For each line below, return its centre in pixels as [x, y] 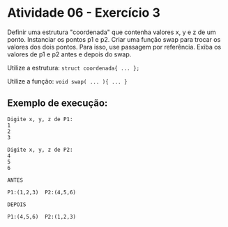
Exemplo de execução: [58, 103]
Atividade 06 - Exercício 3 [84, 13]
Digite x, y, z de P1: [40, 119]
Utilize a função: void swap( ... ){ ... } [67, 81]
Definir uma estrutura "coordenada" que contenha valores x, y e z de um [112, 32]
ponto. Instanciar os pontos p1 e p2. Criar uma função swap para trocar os [114, 39]
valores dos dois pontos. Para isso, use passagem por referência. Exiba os [114, 47]
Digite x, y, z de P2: [40, 150]
